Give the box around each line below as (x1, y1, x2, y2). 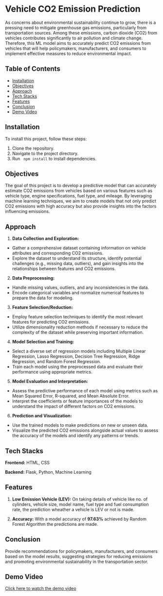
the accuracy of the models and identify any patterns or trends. (12, 433, 140, 439)
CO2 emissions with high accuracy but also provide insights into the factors (5, 203, 157, 209)
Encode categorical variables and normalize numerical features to (12, 290, 145, 296)
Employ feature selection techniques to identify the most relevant (12, 314, 143, 320)
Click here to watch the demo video (5, 586, 76, 592)
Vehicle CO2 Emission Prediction (5, 3, 141, 15)
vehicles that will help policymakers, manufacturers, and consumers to (5, 45, 147, 51)
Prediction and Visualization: (12, 413, 72, 419)
